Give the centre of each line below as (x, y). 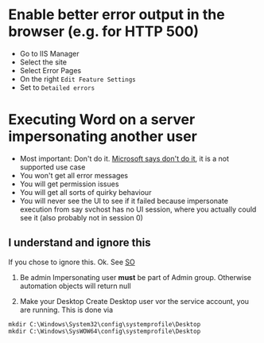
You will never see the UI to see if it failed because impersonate (124, 201)
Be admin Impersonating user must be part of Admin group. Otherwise (136, 277)
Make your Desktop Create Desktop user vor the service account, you (134, 301)
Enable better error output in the (116, 15)
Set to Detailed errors (57, 87)
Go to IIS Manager (49, 53)
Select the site (43, 62)
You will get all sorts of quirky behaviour (85, 192)
